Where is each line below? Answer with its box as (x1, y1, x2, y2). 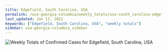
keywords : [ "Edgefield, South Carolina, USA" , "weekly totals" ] (5, 21, 141, 26)
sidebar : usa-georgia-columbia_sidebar (5, 26, 88, 31)
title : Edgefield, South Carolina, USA (5, 7, 88, 12)
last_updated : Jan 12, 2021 (5, 16, 64, 21)
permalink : (5, 12, 28, 17)
